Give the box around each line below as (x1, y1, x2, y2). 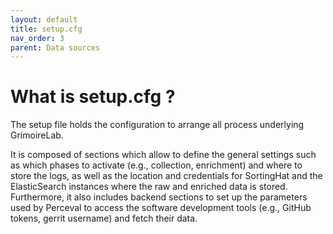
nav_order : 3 (10, 33, 65, 43)
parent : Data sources (10, 42, 101, 53)
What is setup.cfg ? (10, 86, 176, 108)
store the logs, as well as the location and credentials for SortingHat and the (10, 170, 323, 182)
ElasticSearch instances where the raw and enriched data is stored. (10, 181, 288, 193)
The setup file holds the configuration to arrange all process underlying (10, 119, 305, 131)
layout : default (10, 14, 78, 25)
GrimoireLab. (10, 129, 64, 141)
